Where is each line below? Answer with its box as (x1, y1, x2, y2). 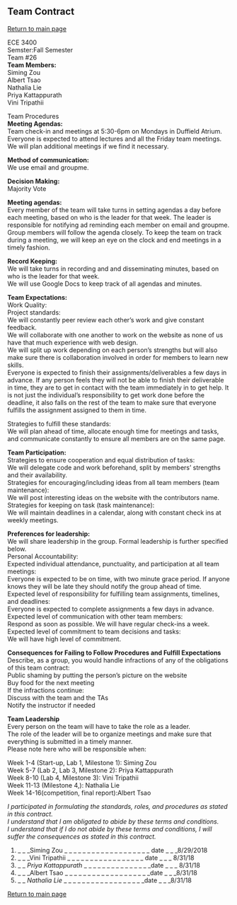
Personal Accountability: (7, 551, 79, 561)
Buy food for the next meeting (7, 678, 95, 687)
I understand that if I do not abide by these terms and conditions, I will (7, 824, 212, 833)
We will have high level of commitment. (7, 634, 122, 643)
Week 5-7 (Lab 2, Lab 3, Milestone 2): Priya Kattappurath (7, 766, 173, 774)
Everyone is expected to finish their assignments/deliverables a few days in (7, 368, 227, 377)
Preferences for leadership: (7, 530, 91, 538)
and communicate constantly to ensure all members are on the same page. (7, 434, 226, 443)
